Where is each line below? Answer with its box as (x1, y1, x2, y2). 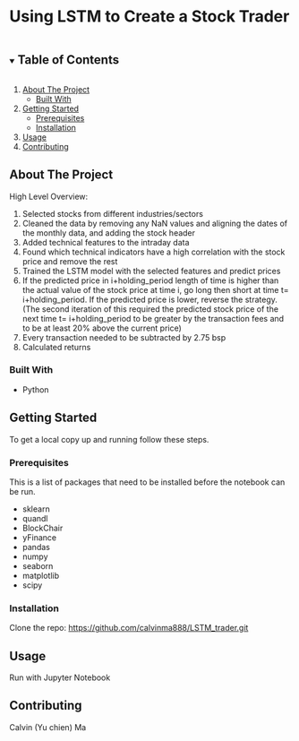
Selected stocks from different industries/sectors (21, 208, 204, 219)
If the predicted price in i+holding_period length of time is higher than (21, 275, 279, 286)
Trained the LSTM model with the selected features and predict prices (21, 265, 281, 276)
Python (21, 383, 49, 395)
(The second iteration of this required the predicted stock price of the (21, 303, 279, 314)
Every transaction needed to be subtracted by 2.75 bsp (21, 332, 226, 342)
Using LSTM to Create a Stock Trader (9, 6, 290, 27)
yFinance (21, 531, 56, 543)
